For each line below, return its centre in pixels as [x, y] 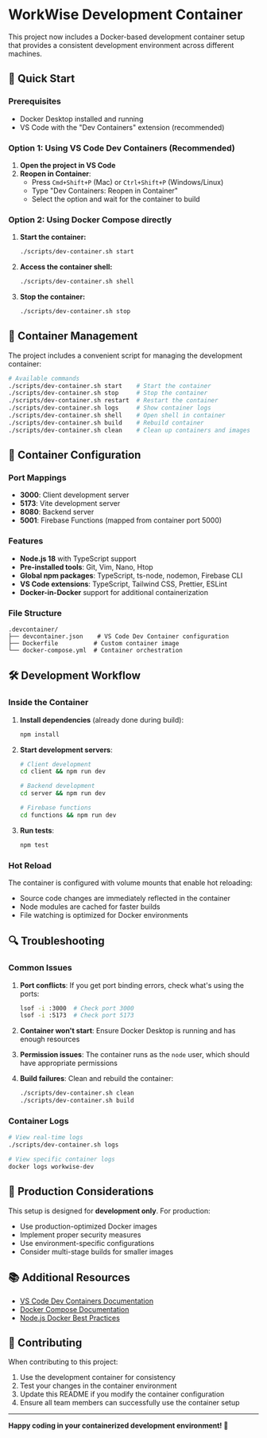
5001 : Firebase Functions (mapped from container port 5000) [121, 520]
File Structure [35, 613]
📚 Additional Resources [70, 1277]
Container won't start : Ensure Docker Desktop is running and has [128, 1031]
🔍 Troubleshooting [56, 941]
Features [26, 541]
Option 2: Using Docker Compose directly [90, 219]
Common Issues [41, 968]
